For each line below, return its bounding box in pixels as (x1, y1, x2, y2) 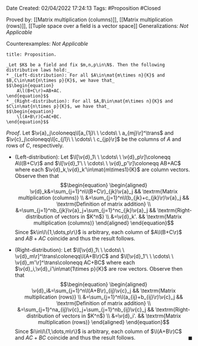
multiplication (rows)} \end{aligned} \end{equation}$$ (38, 319, 170, 325)
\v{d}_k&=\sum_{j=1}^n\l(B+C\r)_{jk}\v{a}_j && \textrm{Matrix (29, 188, 178, 195)
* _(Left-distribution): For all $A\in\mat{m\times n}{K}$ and (6, 72, 165, 78)
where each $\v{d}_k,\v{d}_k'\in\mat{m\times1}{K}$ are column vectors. (14, 166, 190, 173)
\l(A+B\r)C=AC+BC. (17, 114, 62, 120)
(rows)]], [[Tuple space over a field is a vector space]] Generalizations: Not (6, 23, 189, 29)
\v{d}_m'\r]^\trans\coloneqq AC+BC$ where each (14, 259, 135, 266)
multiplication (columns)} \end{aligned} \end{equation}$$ (33, 219, 174, 226)
